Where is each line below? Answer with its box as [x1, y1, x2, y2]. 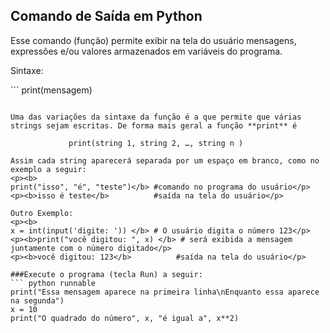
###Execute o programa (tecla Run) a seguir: [10, 269, 203, 279]
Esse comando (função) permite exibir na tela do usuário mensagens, [10, 34, 297, 46]
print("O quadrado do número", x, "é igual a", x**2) [10, 313, 240, 323]
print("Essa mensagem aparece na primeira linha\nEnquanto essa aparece [10, 287, 320, 297]
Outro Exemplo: [10, 208, 74, 218]
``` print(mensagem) [10, 84, 93, 96]
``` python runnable [10, 278, 97, 288]
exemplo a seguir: [10, 164, 87, 174]
